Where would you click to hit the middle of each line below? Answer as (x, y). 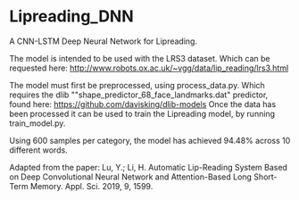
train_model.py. (37, 123)
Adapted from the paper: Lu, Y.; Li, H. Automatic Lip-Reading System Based (149, 167)
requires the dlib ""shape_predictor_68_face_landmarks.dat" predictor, (139, 95)
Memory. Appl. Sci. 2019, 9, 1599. (91, 186)
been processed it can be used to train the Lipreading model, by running (142, 113)
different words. (39, 150)
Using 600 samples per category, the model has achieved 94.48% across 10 (150, 140)
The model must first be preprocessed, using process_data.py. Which (137, 85)
